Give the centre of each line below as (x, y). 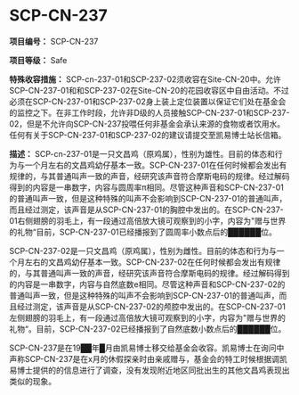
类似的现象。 (32, 381)
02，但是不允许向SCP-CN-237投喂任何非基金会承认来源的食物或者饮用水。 (147, 123)
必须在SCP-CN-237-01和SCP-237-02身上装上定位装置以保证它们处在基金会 (148, 101)
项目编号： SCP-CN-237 (54, 41)
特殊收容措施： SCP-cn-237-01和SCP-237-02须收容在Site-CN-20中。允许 (145, 79)
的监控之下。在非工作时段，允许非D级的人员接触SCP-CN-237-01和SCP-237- (149, 112)
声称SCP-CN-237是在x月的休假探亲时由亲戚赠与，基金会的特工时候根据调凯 (148, 358)
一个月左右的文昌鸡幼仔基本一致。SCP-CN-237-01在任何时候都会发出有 (156, 165)
